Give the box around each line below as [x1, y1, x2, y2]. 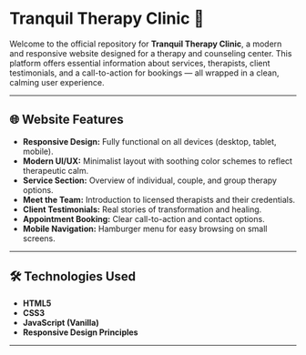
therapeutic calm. [22, 165, 89, 176]
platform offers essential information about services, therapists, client [9, 57, 270, 68]
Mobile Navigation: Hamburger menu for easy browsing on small [22, 223, 268, 234]
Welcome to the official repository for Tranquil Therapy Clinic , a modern [9, 38, 282, 49]
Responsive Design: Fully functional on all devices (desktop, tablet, [22, 136, 277, 147]
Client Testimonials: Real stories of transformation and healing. [22, 204, 262, 215]
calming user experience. [9, 76, 105, 87]
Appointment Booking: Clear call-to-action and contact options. [22, 213, 266, 224]
